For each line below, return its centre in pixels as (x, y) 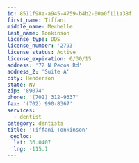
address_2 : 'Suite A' (39, 71)
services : (22, 110)
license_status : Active (42, 53)
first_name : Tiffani (37, 20)
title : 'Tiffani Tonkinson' (48, 130)
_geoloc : (20, 136)
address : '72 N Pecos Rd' (44, 65)
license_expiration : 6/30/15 (49, 59)
